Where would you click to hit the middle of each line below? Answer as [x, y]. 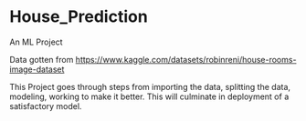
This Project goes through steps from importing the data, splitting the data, [150, 86]
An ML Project [36, 42]
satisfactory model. [46, 106]
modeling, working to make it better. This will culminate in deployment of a [149, 96]
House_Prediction [79, 17]
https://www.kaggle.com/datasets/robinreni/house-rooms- [186, 59]
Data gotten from [42, 59]
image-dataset [37, 69]
